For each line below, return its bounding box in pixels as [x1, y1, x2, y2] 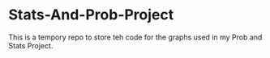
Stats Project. [8, 40, 54, 50]
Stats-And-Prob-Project [8, 6, 174, 24]
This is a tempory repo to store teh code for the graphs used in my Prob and [8, 32, 263, 42]
